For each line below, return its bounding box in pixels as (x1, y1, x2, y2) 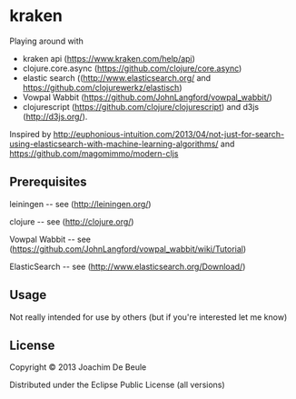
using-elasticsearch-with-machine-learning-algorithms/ (9, 138, 219, 149)
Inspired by (9, 128, 52, 139)
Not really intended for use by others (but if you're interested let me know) (9, 311, 288, 323)
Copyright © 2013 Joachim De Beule (9, 362, 147, 373)
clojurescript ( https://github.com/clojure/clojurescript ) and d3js (22, 101, 260, 112)
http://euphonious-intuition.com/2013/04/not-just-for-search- (53, 128, 284, 139)
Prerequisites (9, 175, 87, 190)
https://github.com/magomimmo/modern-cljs (9, 147, 179, 159)
